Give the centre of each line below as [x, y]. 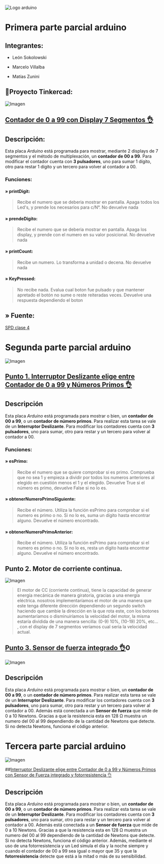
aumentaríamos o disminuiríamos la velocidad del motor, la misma [83, 616]
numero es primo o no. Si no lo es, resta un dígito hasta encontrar [83, 548]
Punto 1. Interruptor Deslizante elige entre [70, 376]
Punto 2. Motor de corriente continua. [64, 569]
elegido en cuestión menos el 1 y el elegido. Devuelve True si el [81, 482]
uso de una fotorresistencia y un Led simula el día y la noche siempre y [77, 846]
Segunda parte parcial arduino [68, 347]
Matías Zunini [26, 77]
